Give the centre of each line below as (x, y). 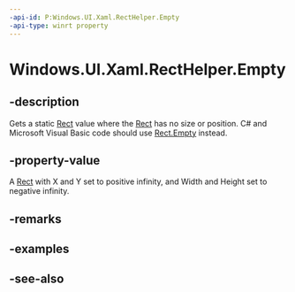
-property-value (55, 160)
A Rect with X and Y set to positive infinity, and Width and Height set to (138, 181)
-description (44, 102)
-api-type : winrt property (59, 26)
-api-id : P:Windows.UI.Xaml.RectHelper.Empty (94, 17)
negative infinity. (39, 191)
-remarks (35, 219)
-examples (39, 249)
